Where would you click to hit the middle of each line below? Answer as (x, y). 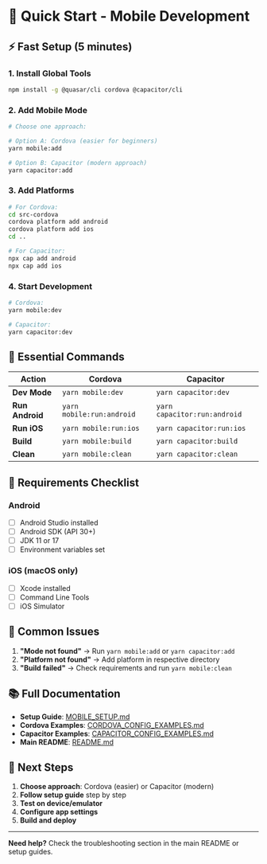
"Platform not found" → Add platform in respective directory (120, 659)
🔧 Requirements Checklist (74, 482)
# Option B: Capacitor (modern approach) (78, 162)
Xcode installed (45, 588)
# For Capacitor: (37, 251)
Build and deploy (48, 820)
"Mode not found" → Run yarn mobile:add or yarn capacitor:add (127, 651)
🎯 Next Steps (41, 767)
